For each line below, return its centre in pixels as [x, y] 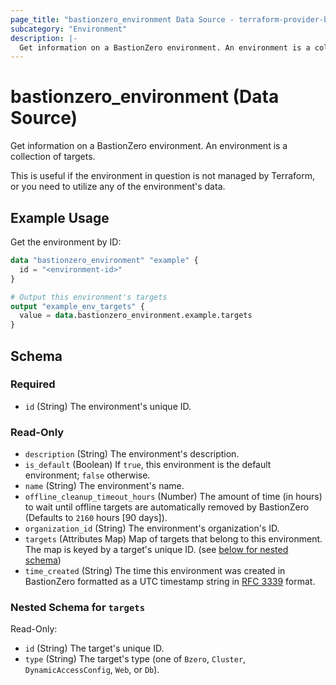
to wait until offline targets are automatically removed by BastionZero [167, 507]
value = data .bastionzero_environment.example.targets [136, 316]
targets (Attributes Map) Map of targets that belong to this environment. [173, 539]
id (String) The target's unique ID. [94, 648]
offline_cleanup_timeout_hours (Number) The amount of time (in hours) [173, 497]
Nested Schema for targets [78, 608]
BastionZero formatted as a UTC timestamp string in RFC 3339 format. [170, 582]
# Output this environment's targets [89, 297]
